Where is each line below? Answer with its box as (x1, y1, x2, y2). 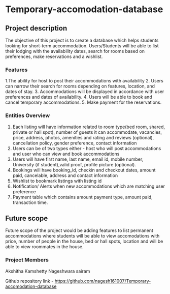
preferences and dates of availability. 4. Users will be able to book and (5, 94, 152, 100)
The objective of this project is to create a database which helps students (5, 37, 159, 43)
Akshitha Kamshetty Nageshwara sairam (5, 268, 90, 274)
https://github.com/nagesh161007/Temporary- (54, 278, 151, 284)
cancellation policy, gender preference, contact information (12, 140, 137, 146)
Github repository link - (5, 278, 54, 284)
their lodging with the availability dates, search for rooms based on (5, 48, 145, 54)
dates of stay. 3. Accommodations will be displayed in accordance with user (5, 89, 164, 95)
